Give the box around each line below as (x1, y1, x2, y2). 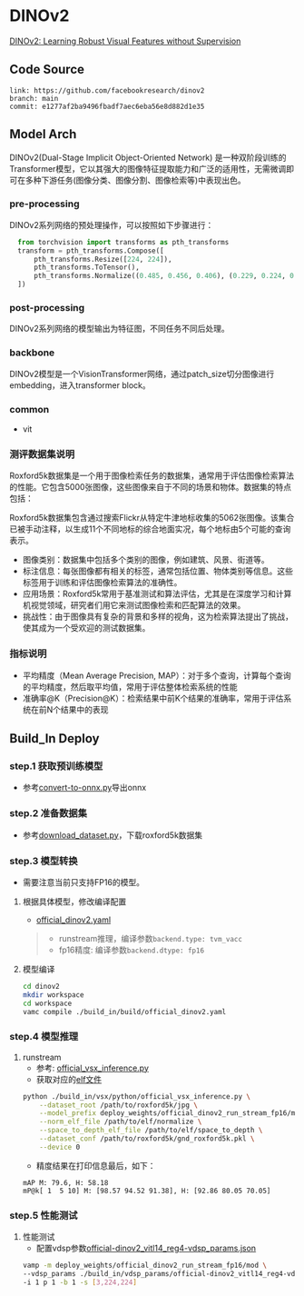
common (9, 403, 50, 415)
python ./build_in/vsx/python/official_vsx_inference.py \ (22, 1092, 251, 1101)
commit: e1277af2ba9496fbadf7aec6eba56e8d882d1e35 (9, 102, 205, 111)
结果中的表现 (60, 703, 109, 714)
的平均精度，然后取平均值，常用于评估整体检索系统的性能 (22, 681, 238, 692)
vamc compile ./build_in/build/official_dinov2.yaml (22, 1007, 227, 1016)
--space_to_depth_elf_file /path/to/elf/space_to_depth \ (39, 1126, 263, 1135)
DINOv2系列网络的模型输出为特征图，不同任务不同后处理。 (9, 324, 230, 334)
